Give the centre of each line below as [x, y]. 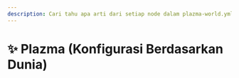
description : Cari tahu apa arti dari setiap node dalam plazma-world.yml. [122, 14]
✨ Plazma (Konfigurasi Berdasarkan [116, 49]
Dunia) [27, 64]
